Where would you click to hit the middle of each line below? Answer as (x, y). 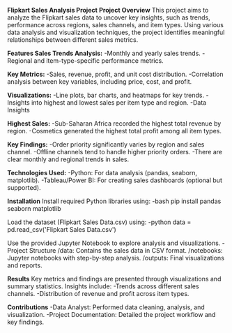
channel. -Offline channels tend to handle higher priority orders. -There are (115, 152)
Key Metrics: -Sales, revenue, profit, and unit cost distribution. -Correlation (116, 74)
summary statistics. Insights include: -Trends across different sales (103, 286)
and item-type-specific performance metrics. (99, 61)
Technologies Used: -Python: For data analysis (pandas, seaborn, (102, 173)
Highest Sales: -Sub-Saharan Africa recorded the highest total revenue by (114, 124)
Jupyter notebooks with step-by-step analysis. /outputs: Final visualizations (116, 258)
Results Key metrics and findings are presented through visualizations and (114, 279)
